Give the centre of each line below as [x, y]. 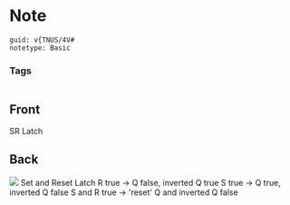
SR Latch [26, 132]
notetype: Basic [40, 48]
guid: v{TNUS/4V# [42, 40]
